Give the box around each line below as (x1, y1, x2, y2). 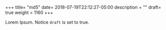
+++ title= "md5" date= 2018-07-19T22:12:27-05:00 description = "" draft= (5, 4, 161, 10)
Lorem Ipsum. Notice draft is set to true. (5, 19, 90, 25)
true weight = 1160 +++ (5, 9, 54, 15)
